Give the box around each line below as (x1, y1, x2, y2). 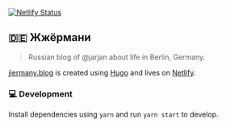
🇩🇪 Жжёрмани (8, 31, 91, 44)
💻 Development (8, 88, 73, 100)
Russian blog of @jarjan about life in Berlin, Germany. (27, 52, 206, 62)
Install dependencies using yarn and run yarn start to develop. (8, 109, 220, 120)
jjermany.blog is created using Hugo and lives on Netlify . (8, 68, 196, 77)
